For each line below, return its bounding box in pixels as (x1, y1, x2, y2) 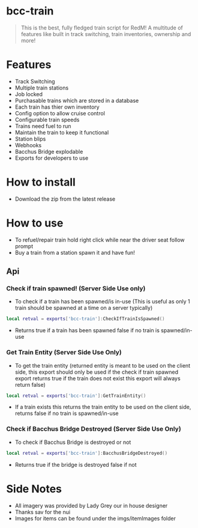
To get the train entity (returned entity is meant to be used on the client (14, 362, 191, 369)
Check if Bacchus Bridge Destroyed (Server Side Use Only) (6, 425, 181, 433)
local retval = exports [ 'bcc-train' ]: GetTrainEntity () (6, 392, 146, 399)
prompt (14, 242, 34, 250)
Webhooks (14, 141, 42, 148)
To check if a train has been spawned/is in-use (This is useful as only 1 (14, 298, 190, 305)
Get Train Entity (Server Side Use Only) (6, 348, 122, 357)
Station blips (14, 135, 46, 142)
